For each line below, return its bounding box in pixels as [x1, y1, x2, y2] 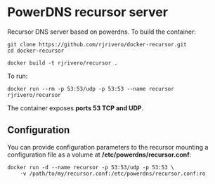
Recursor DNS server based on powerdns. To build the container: [7, 27, 197, 36]
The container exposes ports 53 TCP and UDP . [7, 103, 144, 112]
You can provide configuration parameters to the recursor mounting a [7, 143, 209, 151]
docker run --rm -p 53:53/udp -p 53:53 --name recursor [7, 85, 174, 92]
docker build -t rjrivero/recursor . [7, 59, 118, 67]
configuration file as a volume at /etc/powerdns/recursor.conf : [7, 150, 192, 159]
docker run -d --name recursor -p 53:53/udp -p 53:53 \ [7, 164, 174, 171]
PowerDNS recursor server [7, 4, 169, 20]
